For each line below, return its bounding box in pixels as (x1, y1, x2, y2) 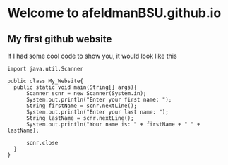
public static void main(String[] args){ (13, 84, 138, 91)
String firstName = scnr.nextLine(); (25, 102, 138, 109)
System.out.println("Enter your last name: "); (25, 109, 169, 116)
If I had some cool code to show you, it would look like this (7, 51, 178, 60)
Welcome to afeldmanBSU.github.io (7, 5, 222, 21)
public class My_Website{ (7, 78, 83, 85)
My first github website (7, 33, 112, 45)
